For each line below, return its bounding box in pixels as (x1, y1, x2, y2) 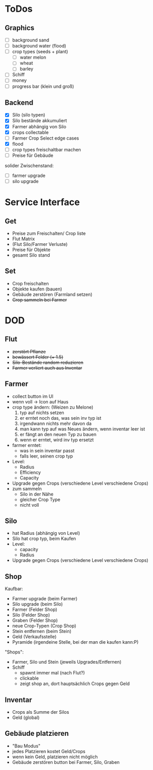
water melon (19, 54, 46, 60)
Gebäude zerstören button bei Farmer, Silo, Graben (12, 759, 120, 765)
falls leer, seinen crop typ (19, 453, 73, 459)
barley (19, 66, 34, 72)
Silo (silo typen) (12, 112, 45, 118)
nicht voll (19, 502, 39, 508)
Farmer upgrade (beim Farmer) (12, 596, 78, 602)
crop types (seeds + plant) (12, 49, 68, 55)
